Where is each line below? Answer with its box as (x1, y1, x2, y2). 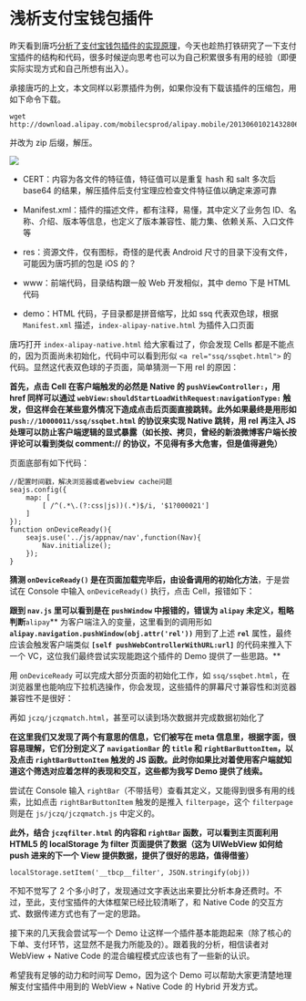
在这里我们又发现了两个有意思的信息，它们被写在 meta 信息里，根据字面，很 (9, 731, 297, 742)
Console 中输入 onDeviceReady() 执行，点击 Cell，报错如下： (26, 585, 255, 596)
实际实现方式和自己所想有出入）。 (9, 63, 134, 74)
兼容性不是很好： (9, 692, 74, 703)
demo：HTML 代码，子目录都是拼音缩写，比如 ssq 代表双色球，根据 (22, 307, 280, 319)
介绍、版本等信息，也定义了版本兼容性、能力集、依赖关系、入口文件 (38, 215, 294, 226)
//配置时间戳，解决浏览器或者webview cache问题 (9, 477, 173, 486)
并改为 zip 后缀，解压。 (9, 137, 97, 148)
